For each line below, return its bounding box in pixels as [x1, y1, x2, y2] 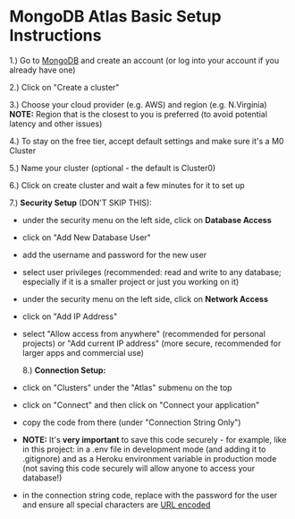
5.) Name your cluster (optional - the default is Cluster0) [9, 162, 216, 173]
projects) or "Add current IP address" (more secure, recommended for [21, 338, 282, 349]
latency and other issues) [9, 118, 103, 129]
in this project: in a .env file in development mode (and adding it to [21, 444, 266, 454]
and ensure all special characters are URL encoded [21, 499, 211, 510]
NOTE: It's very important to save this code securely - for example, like [21, 434, 287, 445]
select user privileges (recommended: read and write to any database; [21, 266, 282, 277]
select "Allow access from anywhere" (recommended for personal [21, 328, 266, 339]
